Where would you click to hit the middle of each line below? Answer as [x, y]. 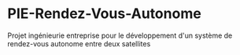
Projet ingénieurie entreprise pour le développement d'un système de [120, 35]
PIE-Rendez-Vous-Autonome [104, 14]
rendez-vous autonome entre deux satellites [79, 43]
